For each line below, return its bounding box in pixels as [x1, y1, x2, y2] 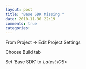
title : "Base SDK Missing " [5, 12, 65, 17]
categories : [5, 26, 30, 31]
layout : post [5, 7, 33, 12]
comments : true [5, 21, 37, 26]
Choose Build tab [5, 49, 41, 55]
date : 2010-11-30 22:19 [5, 16, 56, 21]
